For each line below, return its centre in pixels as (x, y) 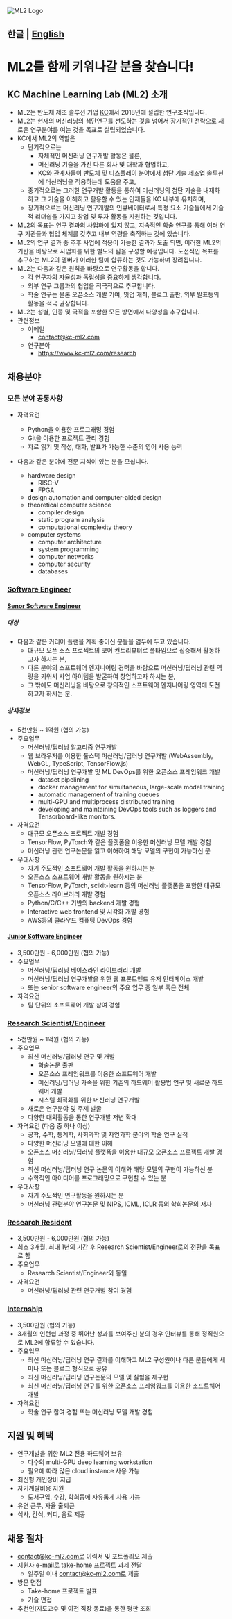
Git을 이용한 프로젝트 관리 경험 (69, 438)
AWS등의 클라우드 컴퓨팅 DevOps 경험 (80, 920)
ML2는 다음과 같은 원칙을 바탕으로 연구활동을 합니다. (88, 269)
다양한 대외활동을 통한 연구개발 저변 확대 (82, 1117)
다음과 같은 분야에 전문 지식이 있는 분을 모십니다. (83, 462)
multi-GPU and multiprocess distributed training (106, 801)
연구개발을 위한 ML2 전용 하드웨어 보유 (70, 1454)
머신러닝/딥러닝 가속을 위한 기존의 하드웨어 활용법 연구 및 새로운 (124, 1082)
